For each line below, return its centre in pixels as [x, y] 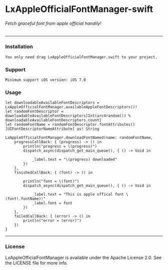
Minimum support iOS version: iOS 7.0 [45, 80]
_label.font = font [52, 203]
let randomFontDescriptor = [34, 112]
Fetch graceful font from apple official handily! [53, 23]
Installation [19, 47]
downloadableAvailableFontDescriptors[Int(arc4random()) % [68, 116]
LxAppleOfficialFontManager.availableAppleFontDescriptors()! [71, 107]
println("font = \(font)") [51, 181]
